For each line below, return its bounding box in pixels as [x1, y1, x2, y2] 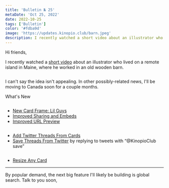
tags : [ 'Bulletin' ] [5, 21, 46, 27]
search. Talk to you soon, [5, 177, 58, 183]
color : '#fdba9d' [5, 26, 42, 31]
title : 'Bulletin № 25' [5, 7, 55, 13]
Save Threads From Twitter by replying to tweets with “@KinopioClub [12, 138, 156, 144]
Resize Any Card [12, 157, 47, 163]
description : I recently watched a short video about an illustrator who [5, 36, 163, 41]
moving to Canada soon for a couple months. [5, 83, 99, 89]
